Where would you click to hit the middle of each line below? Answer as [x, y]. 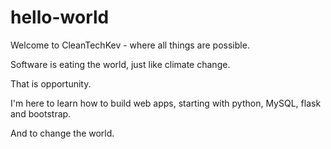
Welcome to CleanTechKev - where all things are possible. [130, 45]
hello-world [60, 17]
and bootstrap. [41, 113]
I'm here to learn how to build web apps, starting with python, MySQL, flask [166, 103]
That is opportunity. [51, 83]
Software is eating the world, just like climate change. [120, 64]
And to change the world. [62, 133]
